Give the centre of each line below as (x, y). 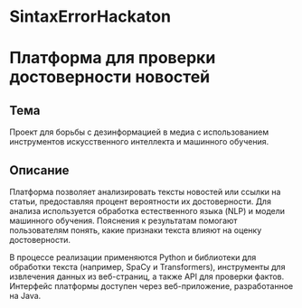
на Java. (25, 296)
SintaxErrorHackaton (90, 17)
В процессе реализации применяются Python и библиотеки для (133, 257)
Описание (39, 170)
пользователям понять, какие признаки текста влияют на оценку (136, 230)
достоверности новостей (110, 77)
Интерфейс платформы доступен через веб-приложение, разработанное (151, 286)
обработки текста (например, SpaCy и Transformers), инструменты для (147, 267)
